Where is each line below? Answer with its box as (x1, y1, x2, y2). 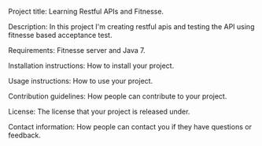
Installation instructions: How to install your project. (8, 61, 175, 70)
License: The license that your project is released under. (8, 107, 190, 116)
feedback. (8, 130, 41, 140)
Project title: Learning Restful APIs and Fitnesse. (8, 7, 164, 16)
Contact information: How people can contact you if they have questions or (8, 122, 252, 131)
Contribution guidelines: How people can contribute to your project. (8, 92, 227, 101)
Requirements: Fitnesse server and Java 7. (8, 46, 146, 54)
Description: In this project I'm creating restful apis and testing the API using (8, 22, 255, 31)
